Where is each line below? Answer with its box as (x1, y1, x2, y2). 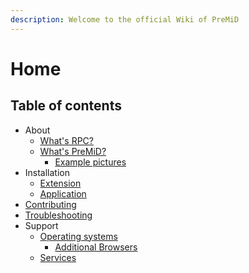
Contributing (24, 198, 77, 210)
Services (39, 251, 77, 263)
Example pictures (54, 156, 127, 168)
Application (39, 187, 87, 200)
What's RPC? (39, 134, 94, 146)
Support (24, 219, 59, 231)
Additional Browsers (54, 241, 138, 253)
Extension (39, 177, 82, 189)
